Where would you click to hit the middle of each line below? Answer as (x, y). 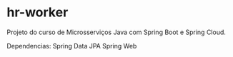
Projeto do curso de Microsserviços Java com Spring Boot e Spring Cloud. (116, 32)
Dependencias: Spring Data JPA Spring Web (72, 46)
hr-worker (38, 12)
